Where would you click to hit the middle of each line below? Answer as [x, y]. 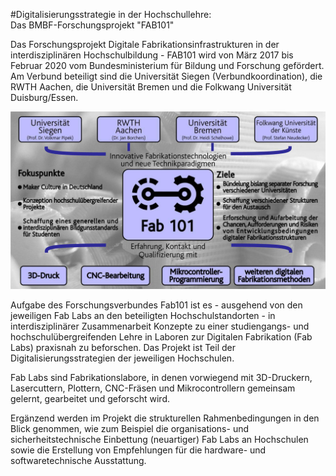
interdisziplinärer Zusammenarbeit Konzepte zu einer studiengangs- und [160, 326]
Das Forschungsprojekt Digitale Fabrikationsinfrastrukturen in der [145, 44]
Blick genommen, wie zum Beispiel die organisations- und [130, 428]
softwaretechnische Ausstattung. [78, 460]
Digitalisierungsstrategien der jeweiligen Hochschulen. [122, 358]
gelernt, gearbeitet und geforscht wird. [90, 398]
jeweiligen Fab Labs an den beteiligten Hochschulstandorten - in [143, 315]
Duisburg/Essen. [44, 97]
